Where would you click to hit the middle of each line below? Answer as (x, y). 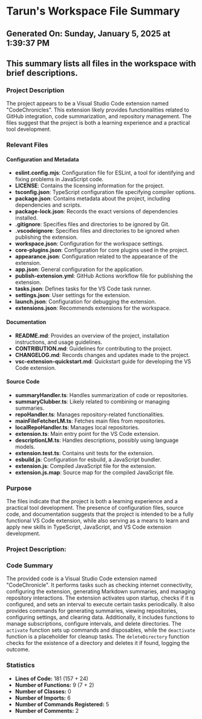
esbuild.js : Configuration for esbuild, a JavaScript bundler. (88, 460)
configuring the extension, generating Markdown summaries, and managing (101, 592)
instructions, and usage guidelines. (59, 342)
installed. (26, 218)
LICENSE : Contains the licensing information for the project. (90, 186)
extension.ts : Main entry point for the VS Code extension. (87, 433)
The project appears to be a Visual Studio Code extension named (87, 104)
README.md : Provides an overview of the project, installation (92, 335)
